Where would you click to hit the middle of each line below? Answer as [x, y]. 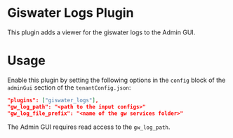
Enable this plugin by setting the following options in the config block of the [116, 80]
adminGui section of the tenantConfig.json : [69, 87]
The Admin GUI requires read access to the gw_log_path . [89, 127]
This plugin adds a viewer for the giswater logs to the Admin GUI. [101, 32]
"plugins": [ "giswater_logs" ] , [53, 100]
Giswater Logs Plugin [71, 13]
